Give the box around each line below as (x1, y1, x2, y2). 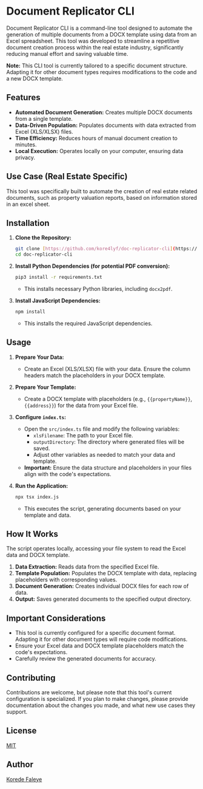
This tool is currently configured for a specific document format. (15, 629, 176, 637)
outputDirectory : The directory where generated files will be (33, 438, 185, 445)
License (6, 726, 37, 736)
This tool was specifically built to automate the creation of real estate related (6, 187, 198, 195)
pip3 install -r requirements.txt (15, 275, 102, 281)
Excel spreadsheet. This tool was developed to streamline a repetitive (6, 37, 180, 44)
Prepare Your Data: (15, 354, 64, 361)
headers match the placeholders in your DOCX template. (24, 372, 165, 379)
